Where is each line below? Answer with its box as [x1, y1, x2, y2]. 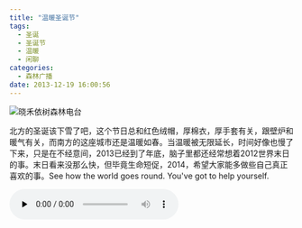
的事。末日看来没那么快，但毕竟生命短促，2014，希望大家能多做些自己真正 [9, 159, 288, 169]
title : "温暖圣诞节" [9, 13, 79, 23]
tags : [9, 22, 30, 31]
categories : [9, 64, 54, 73]
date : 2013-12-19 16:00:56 [9, 80, 111, 89]
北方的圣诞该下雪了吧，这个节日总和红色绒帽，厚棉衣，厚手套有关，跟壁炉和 [9, 125, 294, 136]
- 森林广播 [17, 72, 53, 81]
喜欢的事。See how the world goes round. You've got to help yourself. [9, 170, 270, 181]
